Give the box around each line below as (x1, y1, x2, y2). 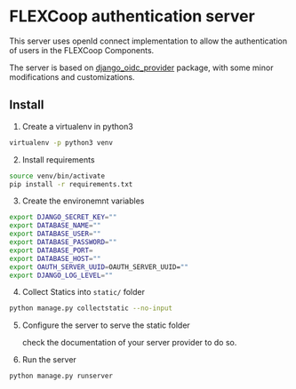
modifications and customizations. (9, 71, 135, 82)
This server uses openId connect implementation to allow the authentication (9, 36, 287, 46)
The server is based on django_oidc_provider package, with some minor (9, 62, 274, 73)
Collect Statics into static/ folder (21, 287, 145, 298)
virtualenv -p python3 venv (9, 138, 114, 147)
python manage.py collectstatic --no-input (9, 304, 173, 313)
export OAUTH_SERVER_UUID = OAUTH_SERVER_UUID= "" (9, 262, 189, 272)
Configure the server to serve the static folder (21, 320, 191, 330)
